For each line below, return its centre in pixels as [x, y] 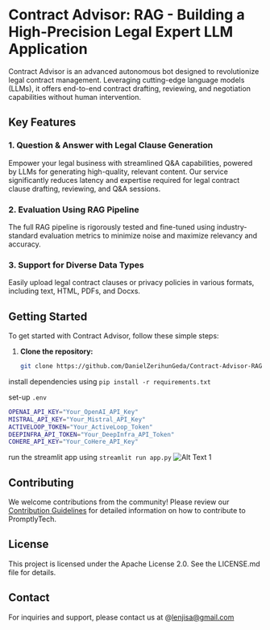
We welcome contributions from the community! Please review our [119, 502]
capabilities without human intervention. [75, 97]
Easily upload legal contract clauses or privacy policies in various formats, [131, 283]
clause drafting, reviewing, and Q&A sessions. [85, 189]
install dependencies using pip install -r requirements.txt [110, 381]
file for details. [32, 572]
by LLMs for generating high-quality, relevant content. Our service [118, 172]
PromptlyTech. [33, 519]
